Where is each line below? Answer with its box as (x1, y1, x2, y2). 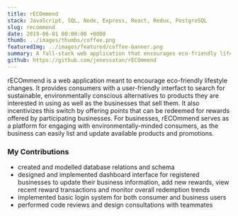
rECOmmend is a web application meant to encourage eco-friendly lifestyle (7, 76, 228, 85)
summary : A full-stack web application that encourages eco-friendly (7, 50, 217, 58)
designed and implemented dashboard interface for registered (17, 171, 200, 179)
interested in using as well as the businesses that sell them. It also (7, 99, 200, 107)
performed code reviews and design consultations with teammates (17, 200, 213, 210)
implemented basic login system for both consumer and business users (17, 193, 227, 202)
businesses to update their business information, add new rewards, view (17, 178, 229, 187)
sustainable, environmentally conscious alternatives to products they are (7, 91, 220, 99)
